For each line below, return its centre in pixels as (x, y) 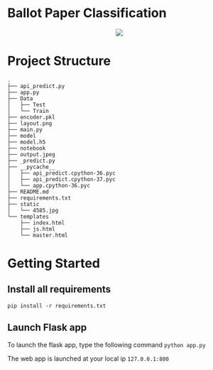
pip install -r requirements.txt (57, 306)
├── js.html (38, 229)
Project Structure (59, 61)
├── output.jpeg (31, 154)
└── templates (28, 217)
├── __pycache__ (31, 167)
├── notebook (27, 148)
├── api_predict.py (36, 86)
